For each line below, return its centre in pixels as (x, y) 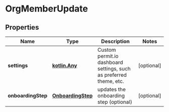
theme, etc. (111, 81)
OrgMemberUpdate (47, 9)
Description (115, 41)
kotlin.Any (65, 66)
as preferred (112, 75)
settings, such (114, 69)
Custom (107, 50)
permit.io (108, 56)
